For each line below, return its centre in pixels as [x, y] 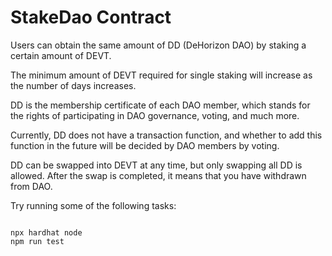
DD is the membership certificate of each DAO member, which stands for [160, 105]
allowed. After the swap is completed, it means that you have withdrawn [158, 175]
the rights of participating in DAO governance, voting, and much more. [155, 115]
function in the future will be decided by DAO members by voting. [145, 145]
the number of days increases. [73, 85]
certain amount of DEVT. [61, 55]
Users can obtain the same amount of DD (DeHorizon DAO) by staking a [158, 45]
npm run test [37, 241]
